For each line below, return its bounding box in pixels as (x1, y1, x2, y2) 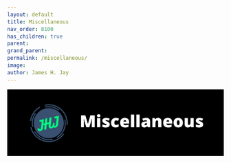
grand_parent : (7, 47, 48, 54)
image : (7, 62, 26, 69)
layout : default (7, 11, 54, 18)
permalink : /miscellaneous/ (7, 55, 88, 62)
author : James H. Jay (7, 69, 69, 76)
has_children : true (7, 33, 63, 40)
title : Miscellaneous (7, 18, 69, 25)
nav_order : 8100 (7, 25, 54, 32)
